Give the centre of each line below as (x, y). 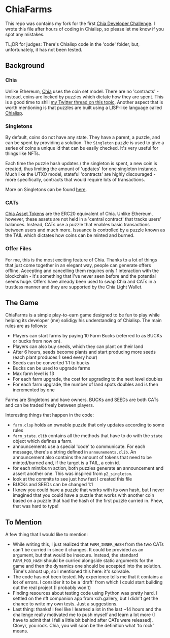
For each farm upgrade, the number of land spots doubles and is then (86, 384)
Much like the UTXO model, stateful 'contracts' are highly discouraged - (80, 174)
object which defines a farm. (42, 441)
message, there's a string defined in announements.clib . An (74, 452)
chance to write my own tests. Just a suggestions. (65, 604)
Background (25, 65)
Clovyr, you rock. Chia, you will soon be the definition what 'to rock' (83, 626)
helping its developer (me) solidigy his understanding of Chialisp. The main (83, 321)
